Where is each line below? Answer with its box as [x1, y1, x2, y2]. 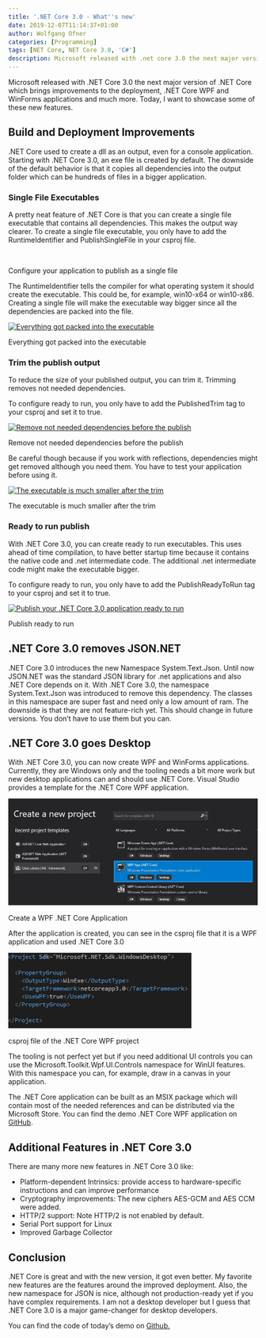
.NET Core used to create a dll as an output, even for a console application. [8, 147, 253, 156]
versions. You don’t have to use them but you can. [8, 713, 172, 723]
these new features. [8, 103, 74, 112]
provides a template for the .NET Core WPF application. [8, 782, 189, 793]
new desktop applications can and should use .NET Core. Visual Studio [8, 775, 240, 784]
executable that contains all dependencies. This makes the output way [8, 218, 238, 228]
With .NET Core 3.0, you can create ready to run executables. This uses [8, 539, 242, 548]
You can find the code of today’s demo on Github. [8, 1321, 170, 1330]
